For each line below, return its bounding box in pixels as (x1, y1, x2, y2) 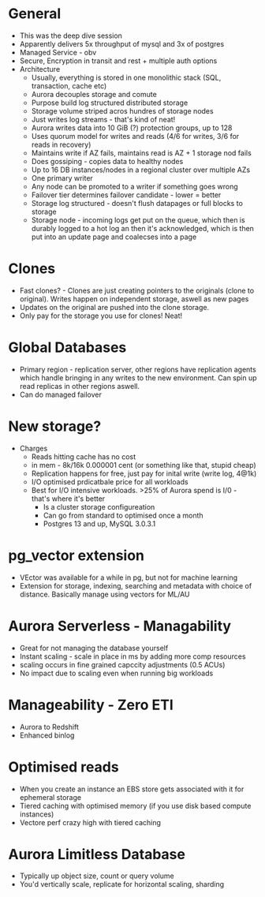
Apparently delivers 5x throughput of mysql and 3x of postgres (19, 39, 225, 48)
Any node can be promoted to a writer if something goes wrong (31, 181, 238, 191)
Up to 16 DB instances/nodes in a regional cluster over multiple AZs (31, 165, 251, 174)
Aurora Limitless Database (8, 845, 185, 863)
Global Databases (8, 338, 127, 357)
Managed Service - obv (19, 47, 97, 57)
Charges (19, 443, 48, 453)
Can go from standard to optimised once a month (43, 510, 203, 520)
